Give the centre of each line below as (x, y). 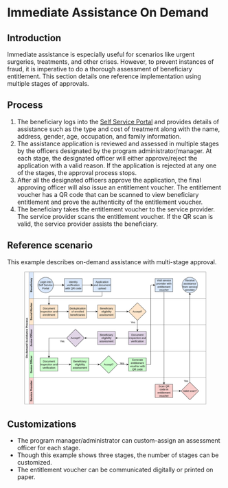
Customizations (42, 424)
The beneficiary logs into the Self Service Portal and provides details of (118, 121)
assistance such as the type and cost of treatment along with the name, (118, 129)
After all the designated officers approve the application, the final (109, 180)
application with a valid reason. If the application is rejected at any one (117, 165)
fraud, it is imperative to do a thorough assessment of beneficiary (100, 69)
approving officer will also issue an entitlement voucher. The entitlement (119, 187)
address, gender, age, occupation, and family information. (99, 136)
